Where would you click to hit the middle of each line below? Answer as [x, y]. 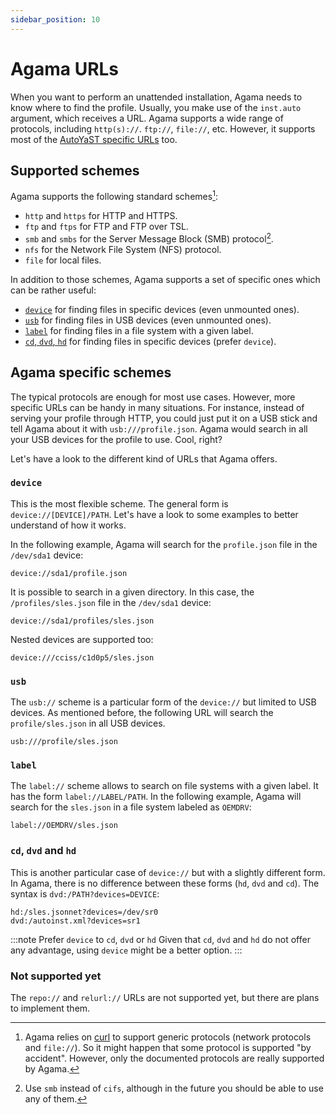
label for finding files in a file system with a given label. [139, 330]
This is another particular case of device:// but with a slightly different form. [168, 872]
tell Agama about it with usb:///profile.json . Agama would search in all [159, 428]
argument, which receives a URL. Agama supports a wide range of [147, 118]
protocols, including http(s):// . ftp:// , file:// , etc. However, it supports [163, 128]
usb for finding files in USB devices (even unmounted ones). [148, 320]
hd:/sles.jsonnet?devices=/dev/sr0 [84, 912]
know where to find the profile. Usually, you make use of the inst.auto [156, 107]
